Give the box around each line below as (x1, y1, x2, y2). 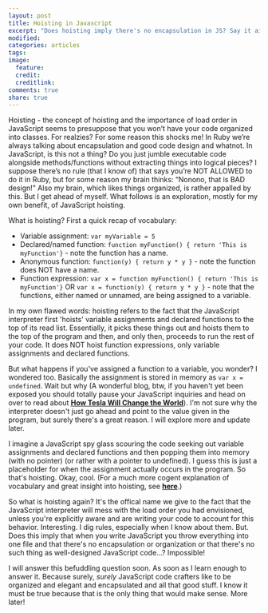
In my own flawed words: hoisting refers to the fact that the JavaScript (8, 306, 239, 316)
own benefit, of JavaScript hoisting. (8, 201, 126, 210)
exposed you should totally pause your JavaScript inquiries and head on (8, 389, 246, 400)
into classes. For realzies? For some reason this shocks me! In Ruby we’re (8, 133, 250, 142)
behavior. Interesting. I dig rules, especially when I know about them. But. (8, 523, 249, 532)
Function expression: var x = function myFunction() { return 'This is (19, 273, 259, 284)
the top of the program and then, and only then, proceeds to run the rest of (8, 332, 254, 341)
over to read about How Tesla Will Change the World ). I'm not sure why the (8, 398, 258, 408)
